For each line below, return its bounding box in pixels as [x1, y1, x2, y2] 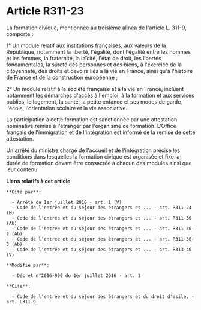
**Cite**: [6, 283, 31, 289]
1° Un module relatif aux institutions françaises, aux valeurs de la [6, 42, 166, 49]
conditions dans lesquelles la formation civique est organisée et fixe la [6, 153, 180, 160]
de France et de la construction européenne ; [6, 74, 118, 81]
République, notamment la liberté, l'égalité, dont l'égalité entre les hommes [6, 48, 191, 55]
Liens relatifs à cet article [6, 177, 71, 184]
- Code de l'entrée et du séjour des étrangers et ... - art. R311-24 [11, 205, 192, 211]
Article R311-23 [6, 4, 84, 18]
